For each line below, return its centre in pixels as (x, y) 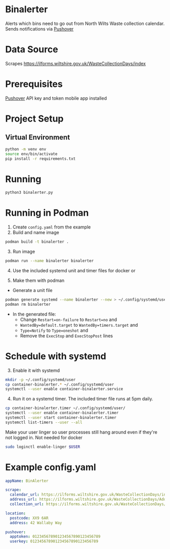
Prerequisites (34, 84)
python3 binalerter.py (29, 193)
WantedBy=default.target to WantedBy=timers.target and (79, 325)
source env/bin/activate (31, 154)
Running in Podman (47, 213)
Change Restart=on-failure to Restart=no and (69, 320)
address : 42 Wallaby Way (36, 523)
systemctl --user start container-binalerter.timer (61, 418)
